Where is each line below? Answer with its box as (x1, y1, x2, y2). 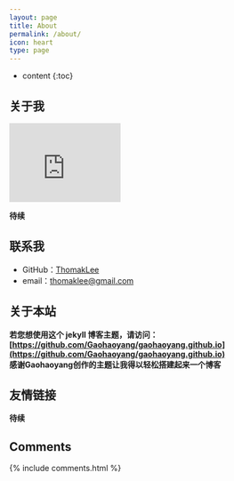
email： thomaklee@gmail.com (21, 275, 134, 285)
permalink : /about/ (9, 29, 82, 38)
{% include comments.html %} (9, 463, 122, 474)
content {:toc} (21, 70, 74, 81)
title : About (9, 21, 58, 30)
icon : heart (9, 37, 53, 47)
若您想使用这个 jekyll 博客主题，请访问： (9, 329, 158, 340)
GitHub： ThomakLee (21, 264, 100, 275)
